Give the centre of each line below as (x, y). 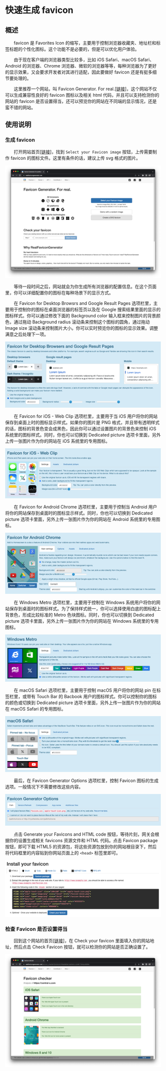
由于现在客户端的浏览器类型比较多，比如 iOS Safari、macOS (75, 60)
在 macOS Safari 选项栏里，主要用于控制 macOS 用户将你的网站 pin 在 (85, 690)
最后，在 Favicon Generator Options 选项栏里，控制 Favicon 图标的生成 (86, 781)
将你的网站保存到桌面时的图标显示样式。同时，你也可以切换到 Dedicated (79, 513)
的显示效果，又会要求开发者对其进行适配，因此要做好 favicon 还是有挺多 (79, 72)
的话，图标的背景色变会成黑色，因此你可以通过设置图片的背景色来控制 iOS (81, 428)
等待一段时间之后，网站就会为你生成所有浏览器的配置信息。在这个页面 (85, 286)
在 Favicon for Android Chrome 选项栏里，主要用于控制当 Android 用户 (85, 507)
